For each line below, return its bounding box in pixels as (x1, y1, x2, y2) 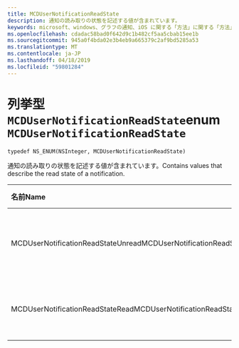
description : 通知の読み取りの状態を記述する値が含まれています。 (7, 17, 181, 24)
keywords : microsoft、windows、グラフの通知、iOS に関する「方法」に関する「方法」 (7, 23, 236, 31)
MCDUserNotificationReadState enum (7, 112, 221, 128)
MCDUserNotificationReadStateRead (11, 304, 134, 314)
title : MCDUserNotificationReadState (7, 10, 119, 18)
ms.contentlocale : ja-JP (7, 51, 81, 58)
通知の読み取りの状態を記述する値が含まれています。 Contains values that (7, 161, 223, 169)
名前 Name (11, 191, 46, 201)
